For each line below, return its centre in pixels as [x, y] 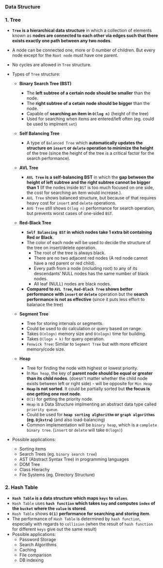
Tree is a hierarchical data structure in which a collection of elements [82, 31]
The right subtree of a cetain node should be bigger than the [88, 104]
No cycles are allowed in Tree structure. [52, 65]
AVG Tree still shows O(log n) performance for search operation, [91, 208]
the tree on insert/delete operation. [61, 248]
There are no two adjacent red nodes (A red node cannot [91, 258]
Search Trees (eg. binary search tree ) [58, 454]
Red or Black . [40, 237]
